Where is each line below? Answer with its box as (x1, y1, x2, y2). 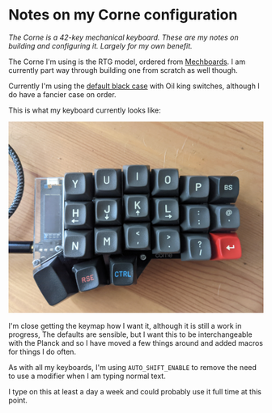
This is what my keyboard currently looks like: (8, 105, 162, 115)
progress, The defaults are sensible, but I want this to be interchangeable (8, 330, 253, 339)
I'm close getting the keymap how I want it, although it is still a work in (8, 321, 242, 330)
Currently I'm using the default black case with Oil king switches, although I (8, 81, 261, 91)
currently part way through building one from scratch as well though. (8, 65, 238, 75)
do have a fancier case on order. (8, 89, 117, 99)
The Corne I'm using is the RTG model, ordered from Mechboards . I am (8, 57, 245, 66)
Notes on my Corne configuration (8, 6, 238, 24)
